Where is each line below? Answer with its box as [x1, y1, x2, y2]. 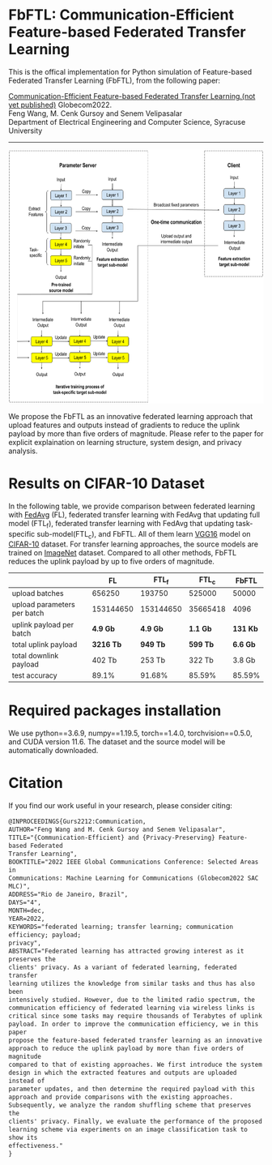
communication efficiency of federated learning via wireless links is [8, 1004, 255, 1012]
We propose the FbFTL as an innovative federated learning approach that [8, 411, 253, 421]
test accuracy [11, 670, 58, 680]
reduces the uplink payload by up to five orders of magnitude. [8, 557, 215, 567]
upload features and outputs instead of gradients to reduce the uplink [8, 420, 240, 430]
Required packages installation [8, 701, 222, 719]
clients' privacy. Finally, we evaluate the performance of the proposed [8, 1117, 263, 1125]
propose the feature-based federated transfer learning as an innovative [8, 1036, 263, 1044]
